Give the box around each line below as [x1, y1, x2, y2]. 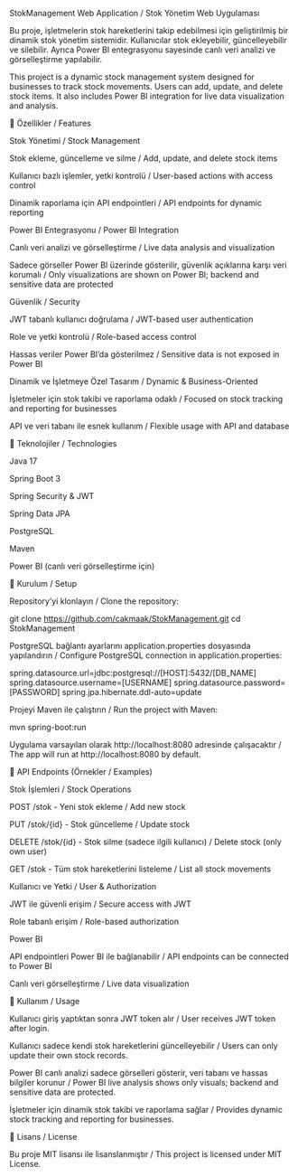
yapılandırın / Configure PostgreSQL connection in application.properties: [9, 650, 283, 661]
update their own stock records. [9, 1050, 128, 1060]
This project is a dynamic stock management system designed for [9, 71, 255, 82]
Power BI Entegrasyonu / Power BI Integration [9, 225, 179, 235]
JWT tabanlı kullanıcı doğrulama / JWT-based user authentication [9, 314, 254, 325]
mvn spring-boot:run [9, 722, 87, 732]
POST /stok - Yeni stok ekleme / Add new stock [9, 802, 186, 812]
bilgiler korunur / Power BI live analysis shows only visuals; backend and [9, 1077, 279, 1087]
